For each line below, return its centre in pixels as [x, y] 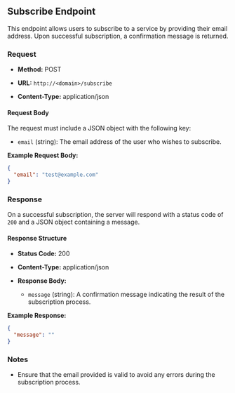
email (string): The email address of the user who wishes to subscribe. [120, 142]
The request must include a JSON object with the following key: [99, 128]
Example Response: [37, 316]
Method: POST [39, 69]
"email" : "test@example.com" [56, 175]
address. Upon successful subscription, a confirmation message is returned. [118, 36]
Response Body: [42, 281]
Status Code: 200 [43, 254]
